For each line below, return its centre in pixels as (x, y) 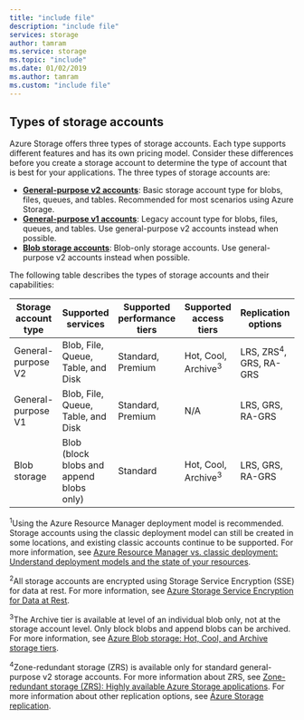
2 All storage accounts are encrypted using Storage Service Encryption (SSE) (152, 580)
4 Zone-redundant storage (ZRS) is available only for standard (123, 666)
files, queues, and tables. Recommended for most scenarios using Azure (158, 199)
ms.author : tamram (44, 77)
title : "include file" (52, 18)
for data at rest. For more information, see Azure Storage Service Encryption (152, 590)
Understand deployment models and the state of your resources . (130, 562)
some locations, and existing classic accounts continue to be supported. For (152, 543)
